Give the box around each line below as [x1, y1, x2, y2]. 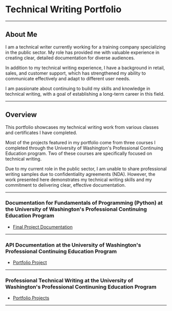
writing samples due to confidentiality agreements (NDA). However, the [5, 171, 156, 177]
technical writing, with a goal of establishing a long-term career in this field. [5, 91, 165, 97]
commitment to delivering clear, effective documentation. [5, 182, 126, 188]
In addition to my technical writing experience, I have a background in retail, [5, 64, 165, 71]
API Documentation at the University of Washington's [5, 241, 141, 249]
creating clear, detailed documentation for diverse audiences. [5, 55, 135, 61]
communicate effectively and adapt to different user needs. [5, 75, 131, 81]
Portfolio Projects [12, 295, 50, 301]
